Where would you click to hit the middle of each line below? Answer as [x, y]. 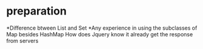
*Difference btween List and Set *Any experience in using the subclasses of [102, 28]
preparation [36, 11]
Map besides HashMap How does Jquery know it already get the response [100, 34]
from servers [22, 41]
